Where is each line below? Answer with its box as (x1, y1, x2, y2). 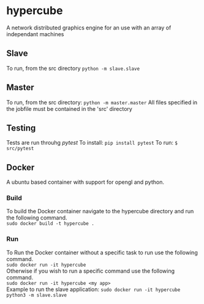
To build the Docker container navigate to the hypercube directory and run (6, 208, 194, 215)
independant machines (6, 30, 64, 37)
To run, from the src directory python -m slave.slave (6, 64, 140, 72)
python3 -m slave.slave (6, 292, 67, 298)
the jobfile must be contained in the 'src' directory (6, 105, 133, 112)
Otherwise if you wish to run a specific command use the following (6, 267, 175, 275)
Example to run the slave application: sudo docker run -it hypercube (6, 286, 181, 293)
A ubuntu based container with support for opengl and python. (6, 178, 164, 186)
